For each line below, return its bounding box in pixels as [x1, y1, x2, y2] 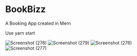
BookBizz [5, 4, 46, 15]
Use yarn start [5, 30, 36, 36]
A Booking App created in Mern [5, 20, 71, 26]
